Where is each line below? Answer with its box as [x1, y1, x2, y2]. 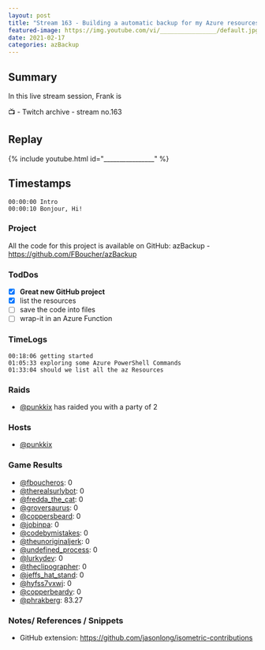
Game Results [8, 459, 63, 470]
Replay [8, 133, 43, 146]
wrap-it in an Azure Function [19, 314, 113, 323]
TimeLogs [8, 334, 47, 345]
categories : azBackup [8, 41, 80, 49]
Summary [8, 70, 58, 84]
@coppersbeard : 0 [19, 511, 81, 520]
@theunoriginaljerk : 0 [19, 536, 91, 546]
